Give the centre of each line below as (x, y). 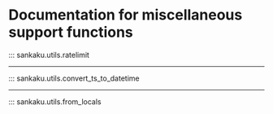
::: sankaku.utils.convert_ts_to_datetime (74, 78)
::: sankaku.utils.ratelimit (49, 55)
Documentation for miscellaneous (126, 15)
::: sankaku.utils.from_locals (55, 101)
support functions (71, 32)
